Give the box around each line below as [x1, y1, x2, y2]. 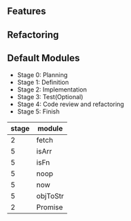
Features [7, 6, 46, 17]
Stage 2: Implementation [17, 85, 88, 94]
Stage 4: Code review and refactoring [17, 100, 124, 108]
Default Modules [7, 52, 81, 64]
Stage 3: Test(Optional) [17, 92, 84, 101]
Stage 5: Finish [17, 107, 60, 116]
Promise [36, 202, 63, 212]
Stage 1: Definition [17, 78, 69, 86]
